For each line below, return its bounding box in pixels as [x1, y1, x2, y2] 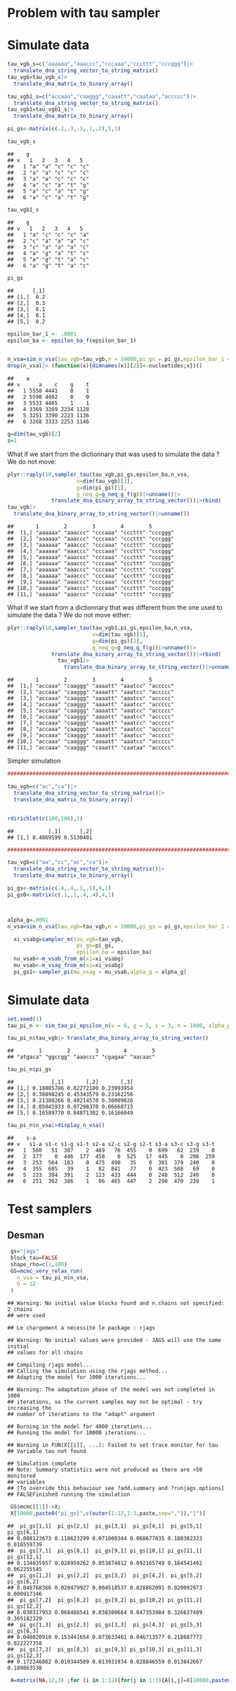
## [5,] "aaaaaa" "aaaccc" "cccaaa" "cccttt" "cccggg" [7, 554, 174, 561]
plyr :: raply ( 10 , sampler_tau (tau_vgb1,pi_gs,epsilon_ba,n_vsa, [7, 625, 193, 632]
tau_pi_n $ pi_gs [7, 1066, 52, 1073]
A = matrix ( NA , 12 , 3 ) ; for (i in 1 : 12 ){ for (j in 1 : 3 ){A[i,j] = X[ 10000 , [10, 1676, 212, 1684]
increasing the [7, 1405, 52, 1412]
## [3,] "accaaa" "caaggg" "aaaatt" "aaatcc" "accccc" [7, 695, 174, 702]
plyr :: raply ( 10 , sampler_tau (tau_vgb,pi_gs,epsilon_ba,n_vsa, [7, 471, 190, 478]
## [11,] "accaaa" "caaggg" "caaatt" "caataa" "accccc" [7, 744, 174, 751]
